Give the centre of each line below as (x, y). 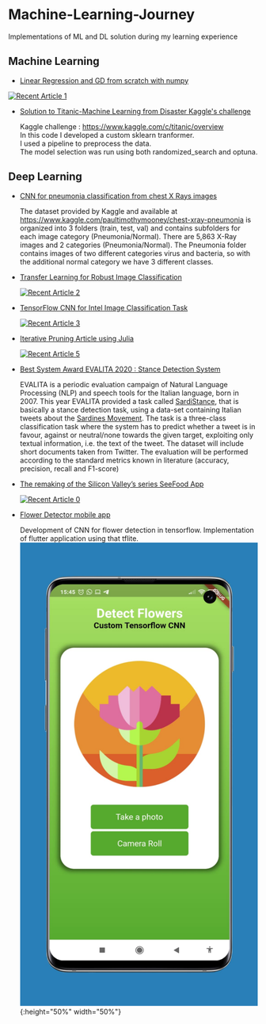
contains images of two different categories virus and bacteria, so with (135, 253)
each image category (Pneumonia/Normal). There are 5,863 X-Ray (128, 236)
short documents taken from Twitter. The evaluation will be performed (134, 451)
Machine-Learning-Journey (102, 15)
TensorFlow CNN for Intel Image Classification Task (104, 307)
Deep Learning (45, 177)
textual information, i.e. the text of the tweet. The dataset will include (131, 443)
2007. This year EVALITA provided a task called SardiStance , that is (129, 401)
